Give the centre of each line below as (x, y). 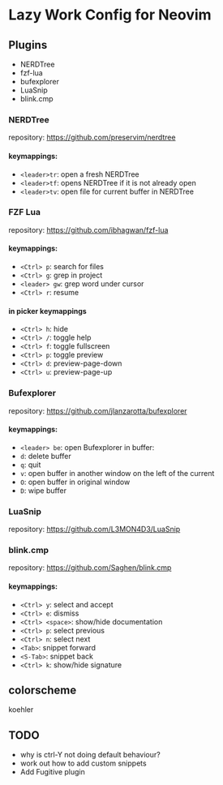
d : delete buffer (45, 456)
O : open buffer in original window (75, 482)
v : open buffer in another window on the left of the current (117, 473)
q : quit (30, 465)
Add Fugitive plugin (52, 772)
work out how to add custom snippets (84, 763)
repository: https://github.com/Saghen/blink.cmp (90, 568)
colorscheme (43, 690)
